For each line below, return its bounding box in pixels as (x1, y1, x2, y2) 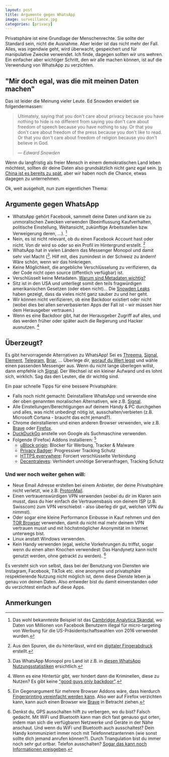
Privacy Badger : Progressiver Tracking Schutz (20, 447, 116, 453)
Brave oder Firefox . (12, 425, 53, 431)
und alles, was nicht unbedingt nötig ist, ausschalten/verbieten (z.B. (12, 409, 153, 415)
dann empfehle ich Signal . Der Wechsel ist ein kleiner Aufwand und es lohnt (5, 368, 162, 374)
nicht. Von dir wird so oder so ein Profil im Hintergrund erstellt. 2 (12, 241, 146, 248)
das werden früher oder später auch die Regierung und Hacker (12, 317, 143, 323)
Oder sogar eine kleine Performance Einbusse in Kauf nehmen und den (12, 514, 160, 520)
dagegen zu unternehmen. (5, 176, 60, 182)
